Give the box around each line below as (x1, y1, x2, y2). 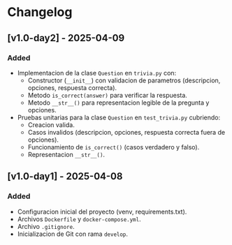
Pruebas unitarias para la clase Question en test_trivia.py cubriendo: (17, 113, 221, 121)
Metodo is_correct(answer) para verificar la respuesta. (27, 91, 187, 99)
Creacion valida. (27, 120, 75, 129)
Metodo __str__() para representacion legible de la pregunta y (27, 98, 210, 107)
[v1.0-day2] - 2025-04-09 (7, 32, 125, 44)
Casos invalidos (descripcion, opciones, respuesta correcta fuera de (27, 128, 226, 136)
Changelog (7, 4, 73, 20)
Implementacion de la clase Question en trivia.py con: (17, 68, 177, 77)
